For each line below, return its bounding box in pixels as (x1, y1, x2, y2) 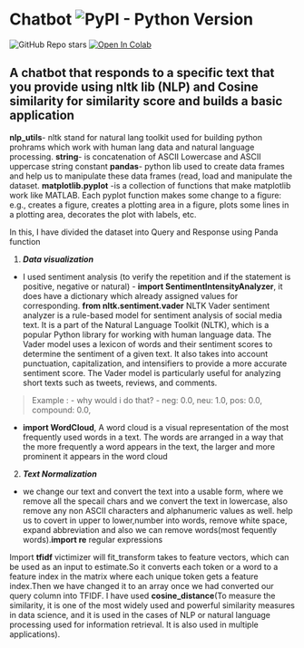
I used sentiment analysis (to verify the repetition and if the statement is (22, 271, 291, 282)
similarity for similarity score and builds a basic (9, 93, 283, 109)
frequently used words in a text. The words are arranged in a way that (22, 431, 284, 442)
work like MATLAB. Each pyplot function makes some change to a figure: (9, 189, 282, 200)
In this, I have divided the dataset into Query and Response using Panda (9, 227, 279, 237)
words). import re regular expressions (22, 534, 163, 545)
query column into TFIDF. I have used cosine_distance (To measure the (9, 590, 276, 601)
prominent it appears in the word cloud (22, 450, 168, 461)
